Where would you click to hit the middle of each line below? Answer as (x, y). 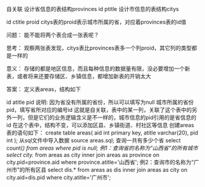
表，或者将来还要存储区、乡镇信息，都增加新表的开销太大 (79, 76)
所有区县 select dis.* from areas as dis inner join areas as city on (106, 170)
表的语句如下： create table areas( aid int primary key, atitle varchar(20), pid (102, 133)
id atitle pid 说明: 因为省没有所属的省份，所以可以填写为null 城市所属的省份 (100, 102)
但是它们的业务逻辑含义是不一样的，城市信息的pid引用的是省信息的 (112, 117)
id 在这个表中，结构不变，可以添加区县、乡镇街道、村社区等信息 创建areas (100, 125)
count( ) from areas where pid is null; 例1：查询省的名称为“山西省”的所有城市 (102, 148)
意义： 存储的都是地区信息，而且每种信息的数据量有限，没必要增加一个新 (98, 68)
